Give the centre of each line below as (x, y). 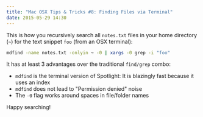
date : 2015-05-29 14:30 (37, 18)
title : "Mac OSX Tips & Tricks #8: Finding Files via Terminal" (90, 12)
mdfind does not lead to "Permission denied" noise (78, 89)
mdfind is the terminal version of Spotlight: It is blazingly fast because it (104, 76)
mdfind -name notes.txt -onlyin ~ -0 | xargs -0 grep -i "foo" (88, 52)
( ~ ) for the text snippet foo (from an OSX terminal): (69, 41)
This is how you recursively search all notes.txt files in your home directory (101, 35)
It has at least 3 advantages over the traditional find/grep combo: (88, 64)
